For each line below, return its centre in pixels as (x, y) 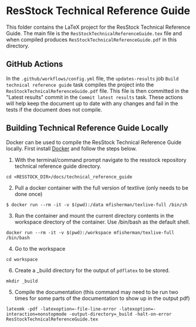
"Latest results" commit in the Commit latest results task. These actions (94, 97)
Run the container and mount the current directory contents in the (94, 215)
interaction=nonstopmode (36, 314)
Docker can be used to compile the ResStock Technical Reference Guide (94, 142)
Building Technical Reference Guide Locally (87, 128)
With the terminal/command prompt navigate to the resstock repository (100, 160)
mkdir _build (22, 281)
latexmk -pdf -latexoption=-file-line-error (61, 309)
